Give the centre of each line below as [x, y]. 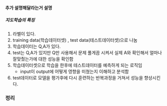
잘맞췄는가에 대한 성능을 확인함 [43, 59]
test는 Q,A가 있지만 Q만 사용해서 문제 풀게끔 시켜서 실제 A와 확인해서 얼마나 [87, 52]
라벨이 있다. [24, 34]
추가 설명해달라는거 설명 [29, 8]
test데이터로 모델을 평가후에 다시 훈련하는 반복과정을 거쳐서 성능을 [78, 77]
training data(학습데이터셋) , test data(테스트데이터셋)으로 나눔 [75, 40]
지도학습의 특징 [20, 20]
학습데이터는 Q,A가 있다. [37, 46]
